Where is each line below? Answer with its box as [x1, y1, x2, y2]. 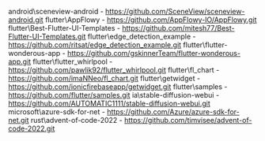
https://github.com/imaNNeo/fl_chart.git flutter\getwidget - [8, 74, 200, 83]
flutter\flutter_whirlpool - [32, 57, 113, 66]
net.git [8, 116, 29, 124]
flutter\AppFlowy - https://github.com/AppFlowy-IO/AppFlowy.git [44, 15, 257, 24]
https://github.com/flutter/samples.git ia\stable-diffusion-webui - [8, 91, 220, 99]
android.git [8, 15, 44, 24]
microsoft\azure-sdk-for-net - [8, 107, 105, 117]
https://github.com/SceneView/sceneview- [105, 7, 245, 16]
